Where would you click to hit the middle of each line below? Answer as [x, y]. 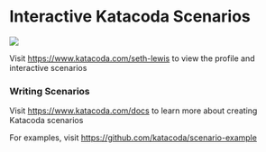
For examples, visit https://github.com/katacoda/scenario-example [133, 138]
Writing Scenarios [50, 91]
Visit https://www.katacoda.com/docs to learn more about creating [133, 111]
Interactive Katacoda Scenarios [130, 17]
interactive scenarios [48, 67]
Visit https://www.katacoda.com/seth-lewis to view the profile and [132, 58]
